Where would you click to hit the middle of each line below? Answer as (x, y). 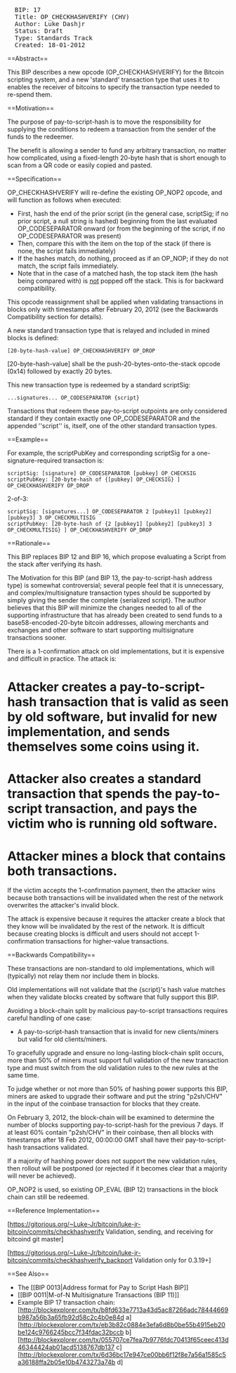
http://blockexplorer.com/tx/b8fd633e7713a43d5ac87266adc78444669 (124, 1310)
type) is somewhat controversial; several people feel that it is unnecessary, (116, 585)
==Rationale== (29, 543)
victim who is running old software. (112, 824)
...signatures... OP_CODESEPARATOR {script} (73, 398)
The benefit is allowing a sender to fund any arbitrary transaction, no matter (117, 150)
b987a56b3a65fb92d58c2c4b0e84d (71, 1317)
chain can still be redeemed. (48, 1197)
